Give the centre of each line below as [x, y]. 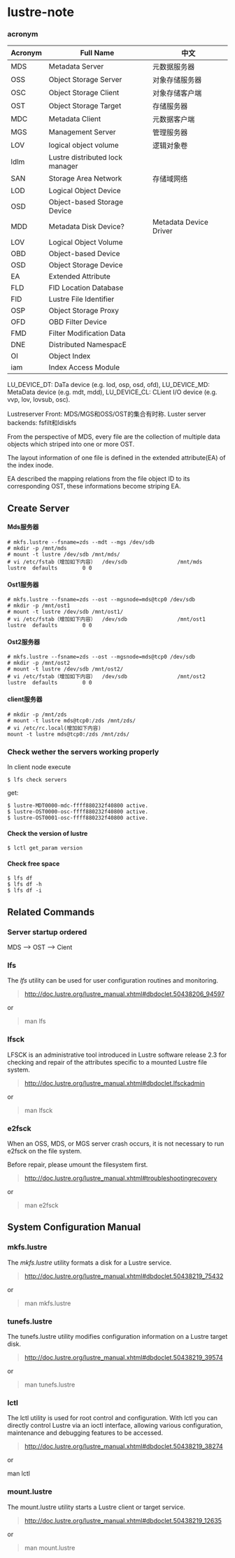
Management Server [83, 132]
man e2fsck [41, 1205]
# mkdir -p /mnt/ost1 [39, 606]
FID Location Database [86, 288]
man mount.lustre [50, 1548]
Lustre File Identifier [81, 300]
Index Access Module [84, 367]
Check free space [34, 863]
